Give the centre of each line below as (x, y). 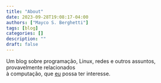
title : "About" (25, 11)
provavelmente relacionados (41, 67)
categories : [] (25, 34)
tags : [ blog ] (22, 28)
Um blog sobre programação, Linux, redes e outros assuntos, (81, 61)
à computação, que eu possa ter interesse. (58, 74)
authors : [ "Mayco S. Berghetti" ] (47, 22)
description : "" (26, 39)
